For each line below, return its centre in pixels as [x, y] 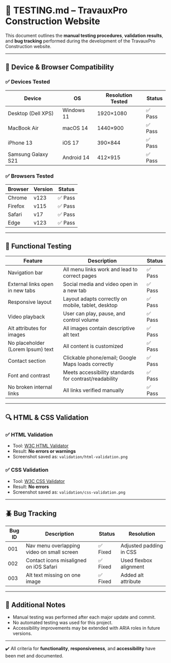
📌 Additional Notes [35, 605]
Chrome [17, 197]
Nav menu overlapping [53, 545]
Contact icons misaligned [56, 560]
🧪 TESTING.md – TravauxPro [66, 10]
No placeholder [26, 343]
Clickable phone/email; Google [99, 358]
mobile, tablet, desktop [90, 305]
